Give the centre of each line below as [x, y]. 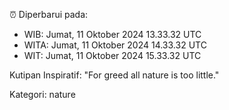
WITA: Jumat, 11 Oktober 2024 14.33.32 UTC [115, 45]
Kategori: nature [42, 94]
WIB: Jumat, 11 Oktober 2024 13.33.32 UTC [112, 34]
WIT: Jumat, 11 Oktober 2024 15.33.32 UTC [112, 55]
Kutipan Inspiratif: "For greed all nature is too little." [114, 75]
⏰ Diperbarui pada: [49, 14]
